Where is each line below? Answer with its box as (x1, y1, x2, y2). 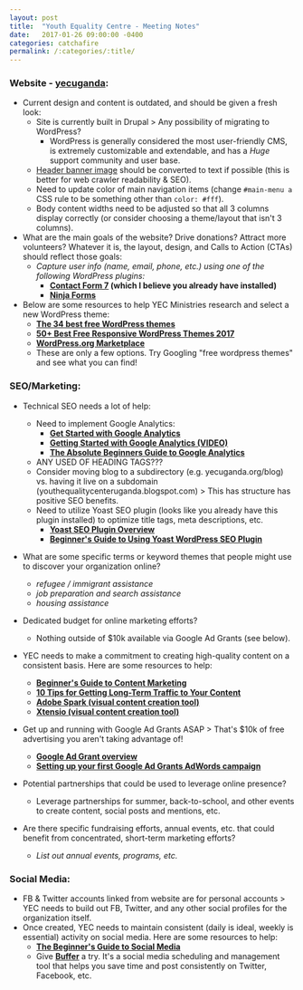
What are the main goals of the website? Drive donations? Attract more (22, 232, 287, 243)
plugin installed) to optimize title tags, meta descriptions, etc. (35, 514, 264, 525)
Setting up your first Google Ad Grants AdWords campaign (35, 760, 261, 771)
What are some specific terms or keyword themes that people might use (22, 551, 292, 562)
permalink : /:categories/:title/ (9, 47, 136, 56)
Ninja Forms (49, 290, 97, 301)
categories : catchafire (9, 38, 99, 48)
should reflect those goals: (22, 251, 123, 263)
